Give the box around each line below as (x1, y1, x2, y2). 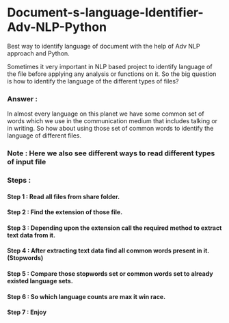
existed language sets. (7, 277, 73, 285)
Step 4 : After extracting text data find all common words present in (7, 246, 203, 255)
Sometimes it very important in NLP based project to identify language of (7, 62, 213, 70)
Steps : (7, 176, 31, 185)
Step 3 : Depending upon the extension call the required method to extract (7, 224, 222, 232)
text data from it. (7, 231, 56, 239)
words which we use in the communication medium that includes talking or (7, 117, 217, 125)
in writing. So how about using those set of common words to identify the (7, 125, 214, 133)
